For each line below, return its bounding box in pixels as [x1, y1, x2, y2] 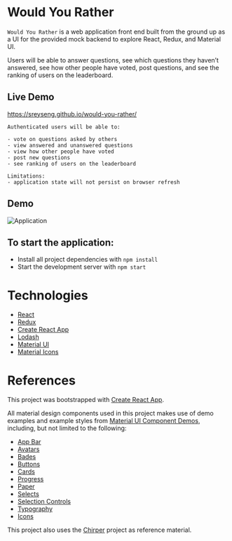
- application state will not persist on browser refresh [7, 178, 180, 186]
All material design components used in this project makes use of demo [7, 409, 214, 418]
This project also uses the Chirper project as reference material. [7, 526, 192, 534]
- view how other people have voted [7, 148, 114, 155]
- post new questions [7, 154, 71, 161]
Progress [17, 475, 44, 483]
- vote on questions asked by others [7, 135, 118, 142]
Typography [17, 505, 53, 513]
